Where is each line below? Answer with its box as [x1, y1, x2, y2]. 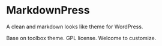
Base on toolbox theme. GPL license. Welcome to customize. [6, 34, 157, 41]
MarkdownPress [6, 4, 90, 17]
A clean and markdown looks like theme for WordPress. [6, 23, 143, 30]
